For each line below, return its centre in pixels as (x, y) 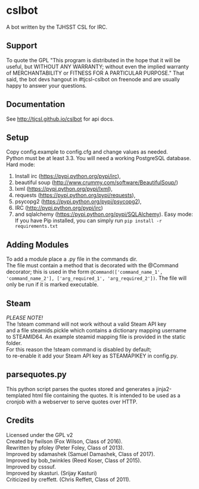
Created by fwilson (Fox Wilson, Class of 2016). (64, 441)
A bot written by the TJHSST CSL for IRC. (57, 27)
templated (18, 395)
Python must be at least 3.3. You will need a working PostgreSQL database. (99, 158)
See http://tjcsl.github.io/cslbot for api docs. (60, 119)
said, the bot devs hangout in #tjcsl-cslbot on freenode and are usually (93, 79)
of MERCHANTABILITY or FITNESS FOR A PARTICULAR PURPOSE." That (95, 73)
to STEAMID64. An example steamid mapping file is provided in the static (96, 337)
